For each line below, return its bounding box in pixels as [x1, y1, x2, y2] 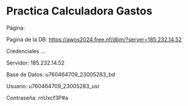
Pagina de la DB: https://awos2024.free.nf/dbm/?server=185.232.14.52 [6, 36, 183, 43]
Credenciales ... [6, 47, 45, 55]
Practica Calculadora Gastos [6, 4, 153, 18]
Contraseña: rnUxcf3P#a [6, 94, 68, 101]
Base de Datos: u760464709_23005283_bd [6, 70, 115, 78]
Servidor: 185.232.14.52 [6, 59, 65, 66]
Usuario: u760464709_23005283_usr [6, 83, 100, 90]
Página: [6, 24, 25, 31]
